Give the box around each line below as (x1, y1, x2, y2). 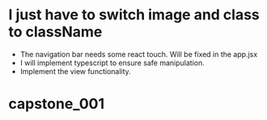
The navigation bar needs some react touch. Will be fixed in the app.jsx (19, 49, 258, 59)
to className (8, 23, 103, 41)
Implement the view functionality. (19, 66, 131, 76)
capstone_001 (8, 95, 105, 114)
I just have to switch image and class (8, 6, 261, 24)
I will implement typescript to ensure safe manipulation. (19, 58, 205, 68)
